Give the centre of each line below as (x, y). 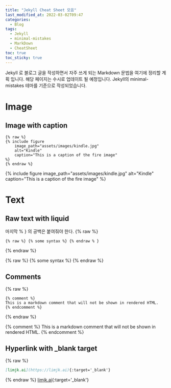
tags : (11, 29)
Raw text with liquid (37, 218)
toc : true (16, 53)
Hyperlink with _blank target (51, 348)
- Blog (17, 24)
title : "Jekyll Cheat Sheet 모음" (41, 10)
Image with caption (36, 125)
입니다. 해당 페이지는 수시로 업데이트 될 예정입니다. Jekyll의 (70, 79)
